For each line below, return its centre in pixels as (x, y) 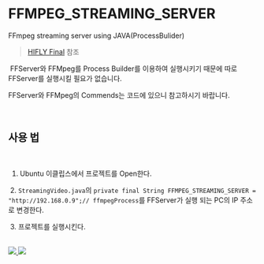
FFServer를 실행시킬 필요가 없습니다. (65, 78)
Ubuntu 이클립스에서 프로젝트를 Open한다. (86, 173)
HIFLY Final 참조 (53, 51)
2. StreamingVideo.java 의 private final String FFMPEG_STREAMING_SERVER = (133, 190)
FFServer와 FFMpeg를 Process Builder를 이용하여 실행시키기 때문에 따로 (124, 69)
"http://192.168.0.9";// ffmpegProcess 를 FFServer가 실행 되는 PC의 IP (123, 200)
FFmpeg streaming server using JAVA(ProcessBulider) (97, 35)
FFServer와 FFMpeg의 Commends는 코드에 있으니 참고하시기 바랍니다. (119, 95)
